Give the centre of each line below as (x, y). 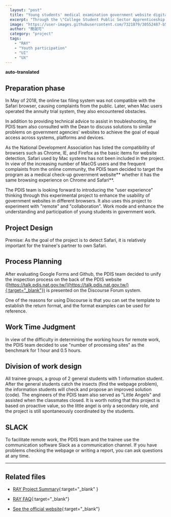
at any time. (18, 456)
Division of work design (44, 366)
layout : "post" (26, 10)
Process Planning (34, 262)
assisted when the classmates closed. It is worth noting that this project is (83, 400)
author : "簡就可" (27, 29)
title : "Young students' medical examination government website (81, 15)
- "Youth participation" (41, 48)
